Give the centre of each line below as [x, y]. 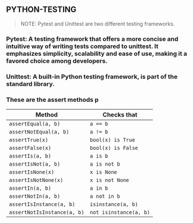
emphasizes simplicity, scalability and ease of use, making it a [97, 53]
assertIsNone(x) [32, 172]
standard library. [30, 84]
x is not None [110, 180]
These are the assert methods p [52, 100]
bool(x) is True [113, 140]
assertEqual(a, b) [35, 123]
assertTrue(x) [29, 140]
